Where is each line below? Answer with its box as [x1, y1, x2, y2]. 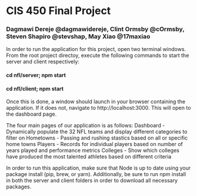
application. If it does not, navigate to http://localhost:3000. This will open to [6, 104, 191, 111]
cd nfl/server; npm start [6, 72, 66, 79]
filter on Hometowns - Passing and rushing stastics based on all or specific [6, 134, 188, 141]
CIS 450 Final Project [6, 4, 111, 18]
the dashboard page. [6, 110, 57, 118]
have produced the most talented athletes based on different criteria [6, 153, 172, 160]
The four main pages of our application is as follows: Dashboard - [6, 122, 165, 129]
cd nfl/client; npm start [6, 85, 64, 92]
